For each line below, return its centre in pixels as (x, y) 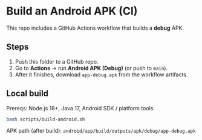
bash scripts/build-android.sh (46, 119)
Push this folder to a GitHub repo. (57, 61)
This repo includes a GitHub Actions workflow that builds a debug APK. (95, 28)
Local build (28, 94)
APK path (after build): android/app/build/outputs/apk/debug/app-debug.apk (101, 131)
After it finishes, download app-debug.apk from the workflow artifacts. (101, 75)
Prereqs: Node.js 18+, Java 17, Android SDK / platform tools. (81, 108)
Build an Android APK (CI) (72, 11)
